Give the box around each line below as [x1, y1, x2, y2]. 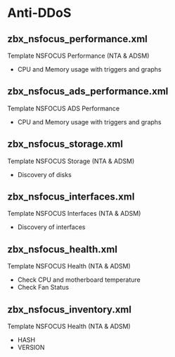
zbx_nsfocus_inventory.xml [7, 304, 132, 316]
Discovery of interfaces [17, 223, 86, 231]
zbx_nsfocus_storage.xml [7, 138, 123, 150]
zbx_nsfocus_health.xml [7, 243, 118, 255]
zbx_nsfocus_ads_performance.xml [7, 86, 169, 98]
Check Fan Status [17, 283, 69, 292]
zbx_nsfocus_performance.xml [7, 33, 148, 45]
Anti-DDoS [7, 5, 72, 21]
